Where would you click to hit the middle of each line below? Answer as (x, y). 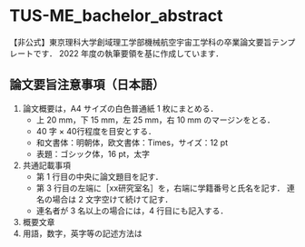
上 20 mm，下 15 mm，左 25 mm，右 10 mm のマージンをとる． (155, 120)
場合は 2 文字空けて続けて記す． (113, 199)
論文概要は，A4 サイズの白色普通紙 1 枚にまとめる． (120, 108)
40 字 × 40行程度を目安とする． (96, 131)
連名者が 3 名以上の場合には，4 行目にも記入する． (132, 211)
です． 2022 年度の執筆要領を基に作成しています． (128, 53)
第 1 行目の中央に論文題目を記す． (99, 176)
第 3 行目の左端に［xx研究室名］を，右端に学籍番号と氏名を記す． (160, 188)
